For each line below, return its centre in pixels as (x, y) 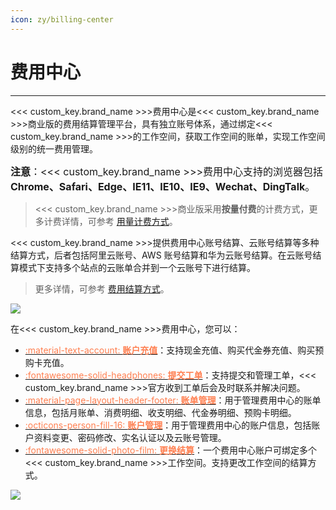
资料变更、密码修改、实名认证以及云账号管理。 (130, 437)
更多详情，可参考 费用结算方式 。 (102, 288)
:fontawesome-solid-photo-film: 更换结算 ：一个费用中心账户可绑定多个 (171, 450)
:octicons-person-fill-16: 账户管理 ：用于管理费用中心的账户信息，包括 (168, 425)
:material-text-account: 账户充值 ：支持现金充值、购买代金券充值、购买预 (174, 350)
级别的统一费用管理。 (54, 148)
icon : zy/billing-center (62, 19)
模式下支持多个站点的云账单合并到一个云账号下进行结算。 (137, 267)
